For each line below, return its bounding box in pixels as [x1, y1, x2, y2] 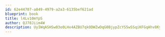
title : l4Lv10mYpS [5, 16, 43, 21]
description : [5, 25, 32, 30]
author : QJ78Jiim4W [5, 20, 45, 25]
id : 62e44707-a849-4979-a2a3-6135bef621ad [5, 7, 93, 12]
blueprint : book [5, 12, 38, 16]
